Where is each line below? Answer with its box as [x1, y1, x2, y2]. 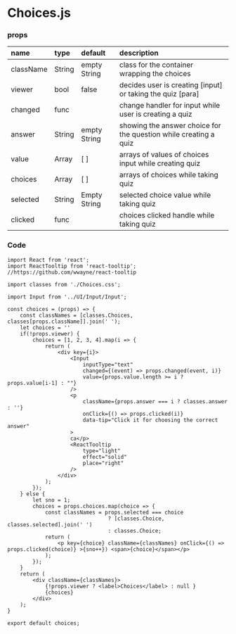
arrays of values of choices [119, 150, 209, 160]
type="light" [82, 447, 121, 455]
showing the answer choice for [119, 121, 221, 131]
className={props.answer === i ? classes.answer [82, 398, 228, 405]
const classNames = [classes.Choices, [20, 312, 133, 319]
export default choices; [7, 619, 80, 627]
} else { [20, 490, 46, 497]
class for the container [119, 60, 194, 70]
